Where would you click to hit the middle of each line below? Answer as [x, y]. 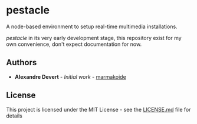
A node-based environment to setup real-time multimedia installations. [92, 26]
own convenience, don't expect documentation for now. [74, 44]
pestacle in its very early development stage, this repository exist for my [94, 38]
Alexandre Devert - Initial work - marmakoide [70, 76]
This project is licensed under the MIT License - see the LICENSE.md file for [98, 109]
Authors [22, 63]
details [14, 116]
